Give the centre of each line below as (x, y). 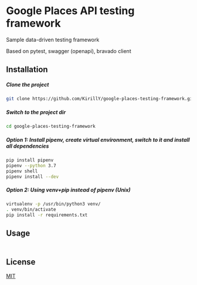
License (21, 262)
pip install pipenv (30, 160)
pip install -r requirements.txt (47, 215)
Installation (27, 70)
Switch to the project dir (36, 112)
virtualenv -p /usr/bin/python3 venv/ (53, 204)
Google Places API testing (70, 11)
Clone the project (28, 84)
